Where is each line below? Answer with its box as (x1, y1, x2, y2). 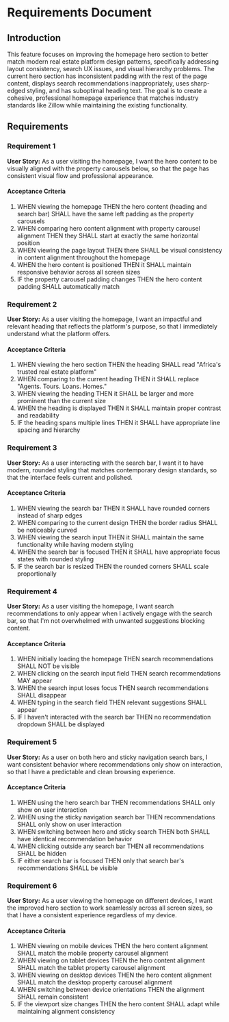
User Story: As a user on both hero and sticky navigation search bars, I (7, 753, 208, 761)
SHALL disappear (16, 691, 67, 700)
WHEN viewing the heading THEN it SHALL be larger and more (16, 389, 194, 398)
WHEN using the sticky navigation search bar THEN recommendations (16, 813, 215, 821)
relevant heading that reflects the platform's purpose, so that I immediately (7, 322, 217, 331)
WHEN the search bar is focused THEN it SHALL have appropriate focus (16, 548, 221, 556)
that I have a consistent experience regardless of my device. (7, 911, 177, 919)
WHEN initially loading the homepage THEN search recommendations (16, 655, 214, 663)
